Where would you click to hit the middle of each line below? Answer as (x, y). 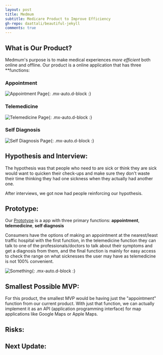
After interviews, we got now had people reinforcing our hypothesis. (74, 193)
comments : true (21, 28)
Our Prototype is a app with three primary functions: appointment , (72, 221)
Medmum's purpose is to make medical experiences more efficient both (78, 60)
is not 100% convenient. (29, 261)
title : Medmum (20, 14)
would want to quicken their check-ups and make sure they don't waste (78, 173)
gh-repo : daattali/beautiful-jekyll (42, 23)
